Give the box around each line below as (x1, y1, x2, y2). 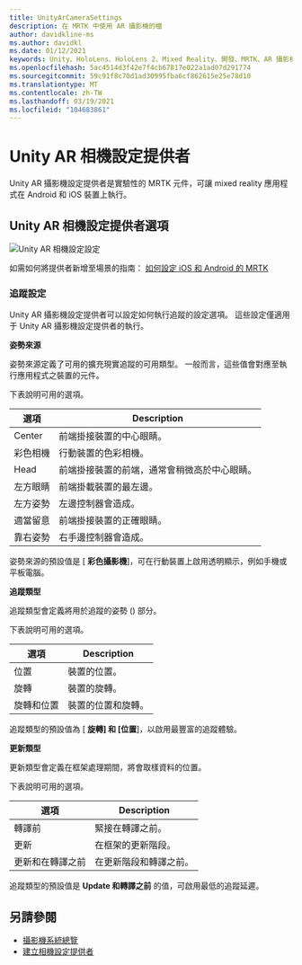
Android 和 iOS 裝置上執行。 (26, 190, 132, 200)
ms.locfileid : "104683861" (9, 105, 111, 114)
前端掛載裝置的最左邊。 (58, 481, 159, 493)
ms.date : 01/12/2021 (9, 47, 87, 56)
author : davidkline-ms (9, 30, 94, 39)
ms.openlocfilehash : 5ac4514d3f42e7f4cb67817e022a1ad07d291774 (9, 64, 252, 73)
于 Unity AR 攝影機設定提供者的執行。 (9, 321, 149, 332)
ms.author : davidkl (9, 38, 83, 48)
